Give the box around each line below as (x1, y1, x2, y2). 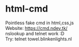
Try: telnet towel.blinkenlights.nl (5, 36, 72, 42)
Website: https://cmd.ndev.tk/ (5, 25, 68, 31)
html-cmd (5, 3, 48, 15)
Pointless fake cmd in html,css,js (5, 20, 74, 26)
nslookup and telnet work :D (5, 30, 65, 36)
